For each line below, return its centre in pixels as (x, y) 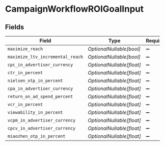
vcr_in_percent (25, 104)
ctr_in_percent (25, 73)
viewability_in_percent (35, 113)
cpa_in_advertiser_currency (40, 89)
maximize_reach (25, 49)
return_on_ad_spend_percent (40, 96)
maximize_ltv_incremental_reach (45, 57)
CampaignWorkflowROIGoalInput (74, 9)
